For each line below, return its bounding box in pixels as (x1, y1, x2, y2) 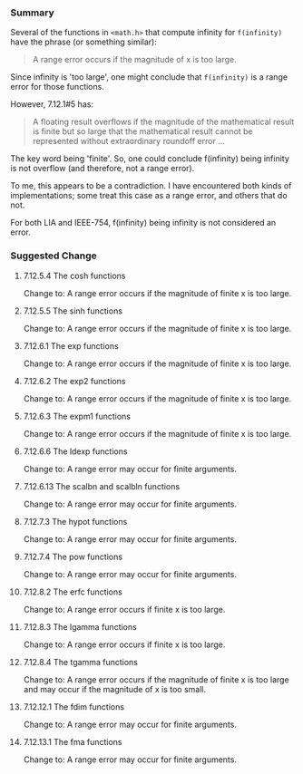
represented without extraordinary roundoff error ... (32, 136, 225, 147)
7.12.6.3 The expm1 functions (23, 411, 131, 421)
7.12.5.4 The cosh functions (23, 270, 126, 281)
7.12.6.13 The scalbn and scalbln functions (23, 480, 181, 491)
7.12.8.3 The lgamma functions (23, 621, 137, 632)
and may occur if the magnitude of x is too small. (23, 683, 207, 694)
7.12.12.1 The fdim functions (23, 701, 125, 712)
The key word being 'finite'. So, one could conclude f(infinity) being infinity (10, 153, 289, 164)
